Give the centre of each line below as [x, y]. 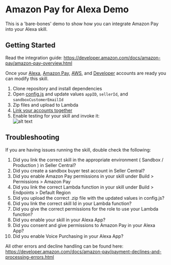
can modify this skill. [27, 79]
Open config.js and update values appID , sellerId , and [70, 94]
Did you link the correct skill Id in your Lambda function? [72, 203]
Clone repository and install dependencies [57, 88]
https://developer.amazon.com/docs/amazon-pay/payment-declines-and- [83, 251]
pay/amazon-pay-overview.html [39, 63]
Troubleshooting [33, 137]
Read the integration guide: [34, 58]
